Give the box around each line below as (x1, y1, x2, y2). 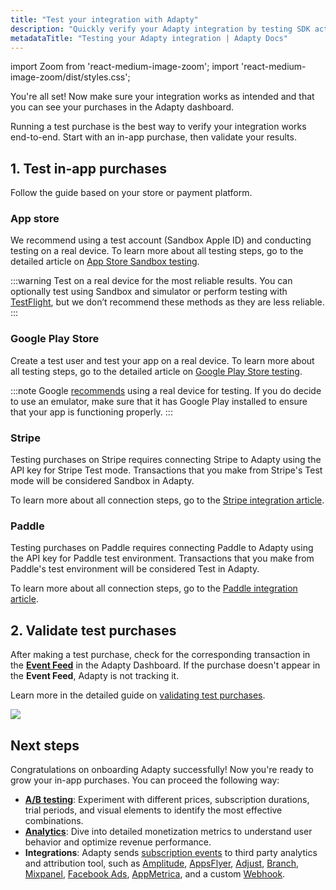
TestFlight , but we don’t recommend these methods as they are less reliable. (10, 296, 325, 308)
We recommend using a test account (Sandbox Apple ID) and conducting (10, 234, 312, 246)
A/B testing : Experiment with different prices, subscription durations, (24, 794, 310, 805)
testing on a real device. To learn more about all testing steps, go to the (10, 245, 304, 257)
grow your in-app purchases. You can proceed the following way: (10, 774, 280, 786)
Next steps (10, 737, 80, 754)
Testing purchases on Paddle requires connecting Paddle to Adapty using (10, 542, 314, 554)
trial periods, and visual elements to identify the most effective (24, 804, 283, 816)
